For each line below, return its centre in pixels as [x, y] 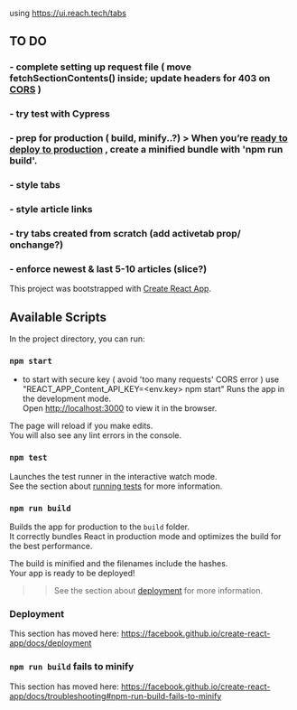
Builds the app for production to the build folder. [100, 527]
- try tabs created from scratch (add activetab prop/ [125, 233]
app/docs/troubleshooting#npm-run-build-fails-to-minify [116, 696]
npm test [28, 458]
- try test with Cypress [60, 114]
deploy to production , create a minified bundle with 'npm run [146, 150]
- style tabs [35, 185]
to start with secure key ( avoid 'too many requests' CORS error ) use [151, 379]
